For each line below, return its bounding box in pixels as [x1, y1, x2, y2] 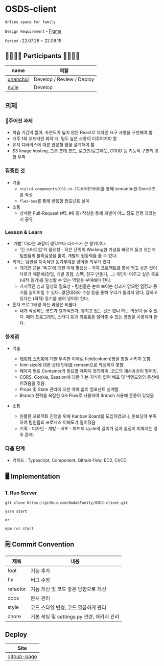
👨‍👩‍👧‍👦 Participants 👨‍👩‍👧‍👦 [5, 52, 80, 60]
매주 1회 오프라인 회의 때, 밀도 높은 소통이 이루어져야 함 [12, 136, 117, 141]
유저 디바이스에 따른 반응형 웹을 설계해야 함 [12, 142, 95, 148]
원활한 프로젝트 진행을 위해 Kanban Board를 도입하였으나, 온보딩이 [19, 413, 148, 419]
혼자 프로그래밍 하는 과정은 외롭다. [12, 302, 78, 308]
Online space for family [5, 20, 56, 24]
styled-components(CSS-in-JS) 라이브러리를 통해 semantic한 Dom [19, 185, 148, 191]
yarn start [5, 509, 27, 514]
